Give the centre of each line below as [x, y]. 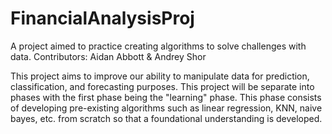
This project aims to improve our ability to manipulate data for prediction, [160, 76]
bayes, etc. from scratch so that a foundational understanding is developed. [166, 118]
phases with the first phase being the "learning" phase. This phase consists [166, 97]
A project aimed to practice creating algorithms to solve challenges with [158, 46]
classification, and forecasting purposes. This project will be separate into [162, 86]
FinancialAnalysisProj [102, 18]
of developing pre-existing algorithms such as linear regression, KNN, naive [166, 108]
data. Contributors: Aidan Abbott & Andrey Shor [108, 56]
